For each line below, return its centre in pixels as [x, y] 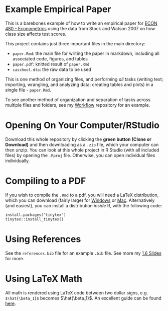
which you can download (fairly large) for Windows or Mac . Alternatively [80, 200]
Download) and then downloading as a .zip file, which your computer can [82, 144]
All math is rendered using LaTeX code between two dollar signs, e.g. [77, 292]
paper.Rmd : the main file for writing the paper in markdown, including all [86, 53]
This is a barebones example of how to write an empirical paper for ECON [81, 23]
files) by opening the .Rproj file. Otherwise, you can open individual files [80, 155]
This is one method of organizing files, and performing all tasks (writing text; [84, 79]
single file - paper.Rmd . [28, 90]
